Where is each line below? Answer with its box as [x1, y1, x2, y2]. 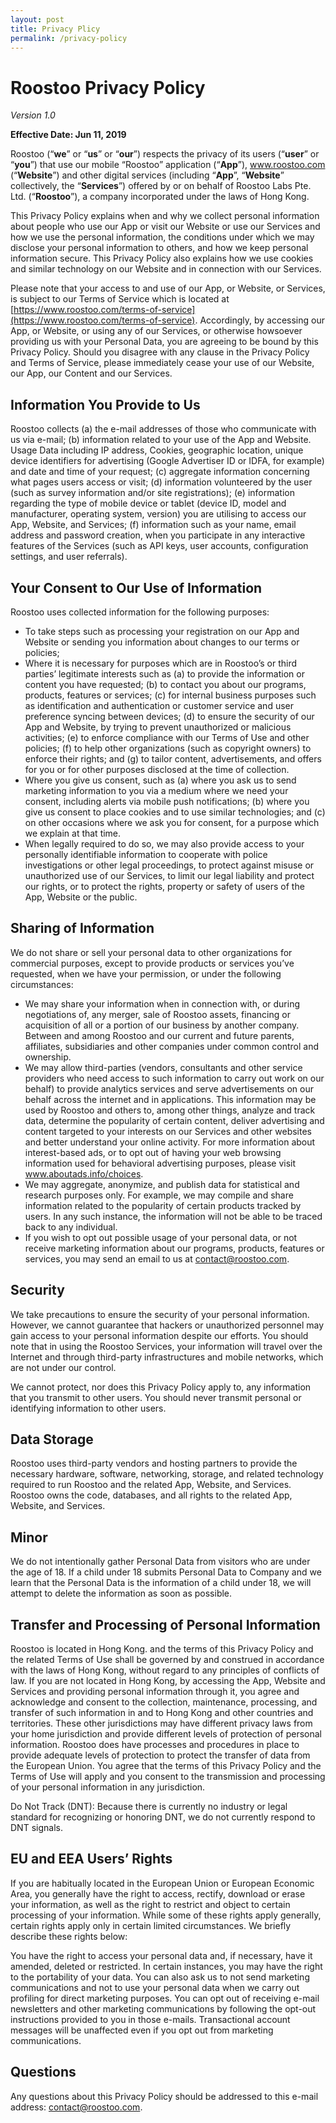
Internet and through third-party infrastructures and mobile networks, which [10, 1351, 324, 1363]
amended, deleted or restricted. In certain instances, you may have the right [10, 1960, 323, 1972]
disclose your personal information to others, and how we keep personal [10, 242, 309, 254]
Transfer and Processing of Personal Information [10, 1616, 321, 1633]
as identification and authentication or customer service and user [24, 699, 294, 711]
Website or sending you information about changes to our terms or [24, 636, 300, 648]
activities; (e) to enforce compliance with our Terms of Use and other [24, 731, 310, 743]
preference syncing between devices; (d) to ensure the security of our [24, 710, 315, 722]
